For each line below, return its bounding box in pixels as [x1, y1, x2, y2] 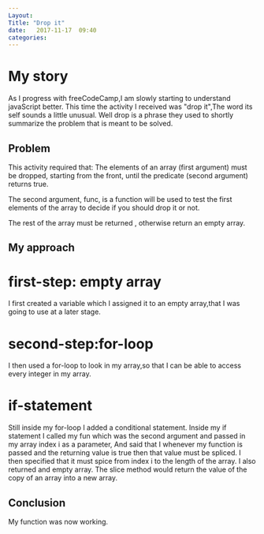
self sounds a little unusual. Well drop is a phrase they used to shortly [8, 110, 234, 120]
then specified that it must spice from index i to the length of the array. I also [8, 457, 256, 466]
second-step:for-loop [8, 334, 154, 353]
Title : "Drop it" [8, 19, 65, 27]
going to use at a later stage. [8, 307, 101, 316]
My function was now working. [8, 517, 109, 527]
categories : [8, 33, 47, 42]
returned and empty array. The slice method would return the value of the [8, 465, 247, 474]
